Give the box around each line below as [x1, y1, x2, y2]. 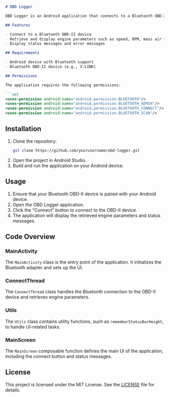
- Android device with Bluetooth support [5, 59, 94, 65]
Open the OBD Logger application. [12, 202, 84, 208]
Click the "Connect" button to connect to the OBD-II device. [12, 207, 138, 213]
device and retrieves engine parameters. [5, 294, 90, 300]
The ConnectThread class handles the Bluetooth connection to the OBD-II [5, 289, 156, 295]
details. [5, 387, 21, 393]
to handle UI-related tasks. [5, 323, 61, 329]
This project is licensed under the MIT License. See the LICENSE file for [5, 381, 155, 387]
